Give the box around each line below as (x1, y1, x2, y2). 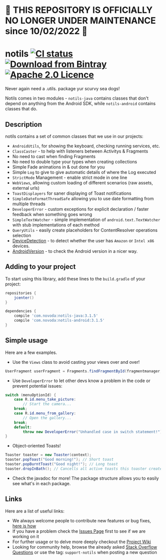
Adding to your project (5, 263, 76, 271)
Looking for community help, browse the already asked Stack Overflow (12, 544, 157, 550)
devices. (12, 243, 30, 249)
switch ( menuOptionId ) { (5, 392, 56, 397)
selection (12, 232, 31, 238)
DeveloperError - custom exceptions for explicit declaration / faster (12, 206, 149, 212)
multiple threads (12, 201, 45, 207)
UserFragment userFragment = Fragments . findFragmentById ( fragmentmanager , (5, 369, 163, 374)
